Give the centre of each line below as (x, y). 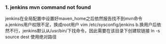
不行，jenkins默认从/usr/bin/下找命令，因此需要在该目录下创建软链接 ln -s (84, 31)
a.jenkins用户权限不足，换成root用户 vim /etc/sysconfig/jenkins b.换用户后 (81, 25)
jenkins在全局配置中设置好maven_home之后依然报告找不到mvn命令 (74, 19)
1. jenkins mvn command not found (48, 7)
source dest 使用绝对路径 (31, 37)
